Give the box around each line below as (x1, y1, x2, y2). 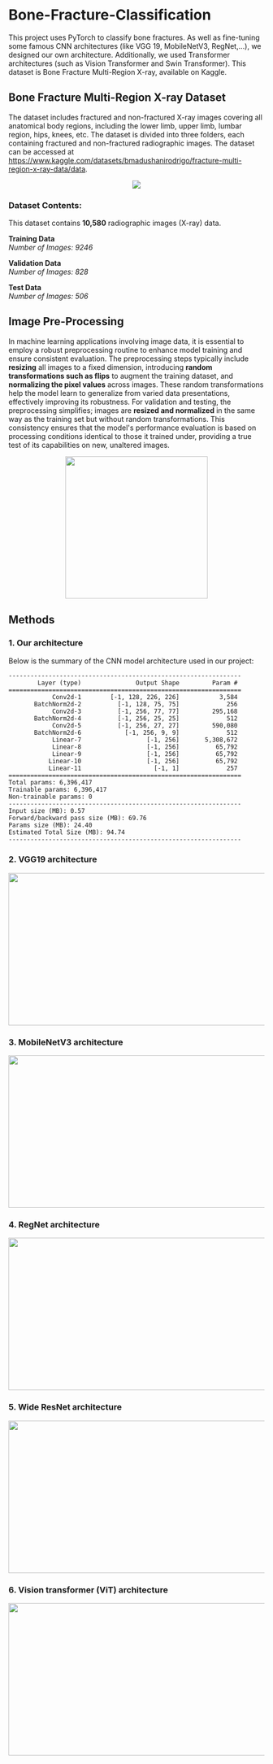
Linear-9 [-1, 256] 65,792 (51, 749, 238, 758)
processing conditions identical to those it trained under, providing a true (8, 431, 252, 441)
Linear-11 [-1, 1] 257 (48, 764, 238, 772)
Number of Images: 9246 (8, 242, 93, 253)
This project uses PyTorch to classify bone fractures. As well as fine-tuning (8, 33, 260, 42)
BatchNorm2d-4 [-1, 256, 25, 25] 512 (33, 714, 238, 723)
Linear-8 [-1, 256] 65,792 (51, 742, 238, 751)
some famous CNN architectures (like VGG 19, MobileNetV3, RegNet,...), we (8, 41, 262, 50)
